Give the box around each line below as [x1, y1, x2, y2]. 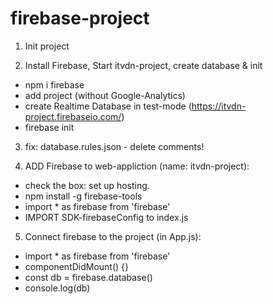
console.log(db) [24, 282, 91, 294]
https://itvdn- [191, 100, 247, 112]
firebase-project [10, 7, 150, 30]
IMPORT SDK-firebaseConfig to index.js [24, 211, 189, 223]
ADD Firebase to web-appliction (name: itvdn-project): [24, 160, 250, 172]
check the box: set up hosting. [24, 179, 150, 191]
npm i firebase [24, 78, 85, 91]
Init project [24, 40, 70, 52]
